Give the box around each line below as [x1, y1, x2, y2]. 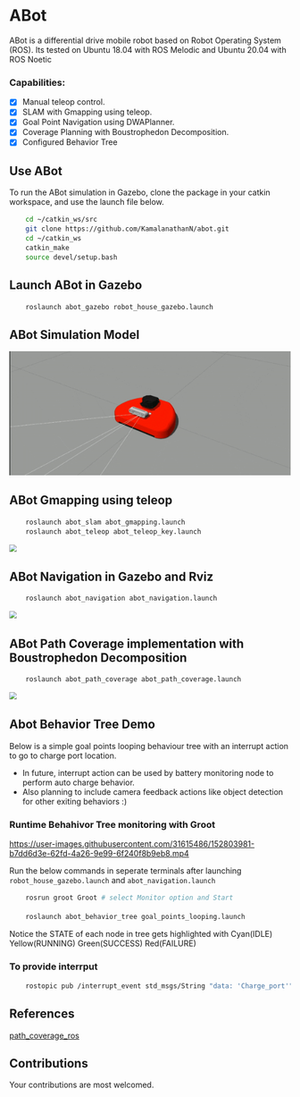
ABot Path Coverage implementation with [9, 636, 245, 651]
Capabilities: [9, 76, 65, 89]
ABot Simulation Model [9, 327, 140, 342]
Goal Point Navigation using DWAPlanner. [21, 117, 175, 128]
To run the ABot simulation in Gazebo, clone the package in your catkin [9, 187, 271, 198]
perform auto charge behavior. [21, 777, 136, 788]
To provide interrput [9, 960, 98, 973]
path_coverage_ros [9, 1030, 80, 1041]
